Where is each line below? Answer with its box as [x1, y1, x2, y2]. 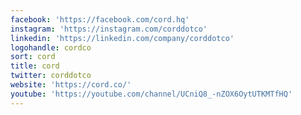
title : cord [10, 61, 60, 71]
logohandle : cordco [10, 42, 92, 53]
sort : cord [10, 52, 56, 62]
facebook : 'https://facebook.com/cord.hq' [10, 14, 190, 25]
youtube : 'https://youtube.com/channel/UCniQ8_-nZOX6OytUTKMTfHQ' [10, 89, 293, 99]
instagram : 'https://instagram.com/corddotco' [10, 24, 208, 34]
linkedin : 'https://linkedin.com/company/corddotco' [10, 33, 235, 43]
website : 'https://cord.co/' [10, 80, 132, 90]
